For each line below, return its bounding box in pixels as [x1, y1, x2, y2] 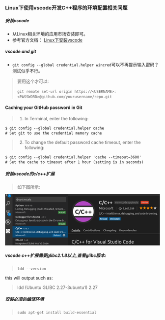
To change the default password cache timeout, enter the [24, 140, 141, 145]
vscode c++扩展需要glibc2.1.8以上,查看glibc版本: [5, 252, 107, 258]
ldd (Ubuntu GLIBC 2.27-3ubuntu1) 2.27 [17, 284, 98, 290]
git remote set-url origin [17, 89, 73, 94]
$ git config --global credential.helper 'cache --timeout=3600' [5, 155, 141, 160]
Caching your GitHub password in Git [5, 105, 82, 110]
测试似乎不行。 [12, 68, 43, 73]
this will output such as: [5, 275, 53, 281]
